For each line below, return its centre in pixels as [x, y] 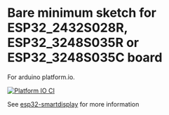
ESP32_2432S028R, [68, 28]
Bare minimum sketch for [82, 13]
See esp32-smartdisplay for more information [73, 104]
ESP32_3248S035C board [85, 58]
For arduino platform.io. [41, 77]
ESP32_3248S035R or [73, 43]
